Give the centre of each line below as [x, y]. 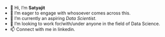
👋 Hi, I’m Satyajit [27, 8]
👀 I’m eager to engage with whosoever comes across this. [70, 13]
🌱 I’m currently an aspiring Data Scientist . [53, 18]
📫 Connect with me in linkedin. [43, 29]
